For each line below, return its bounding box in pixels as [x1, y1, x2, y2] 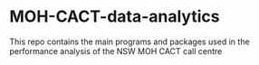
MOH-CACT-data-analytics [9, 6, 220, 27]
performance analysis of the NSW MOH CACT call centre [9, 45, 223, 56]
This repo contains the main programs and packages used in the [9, 36, 251, 47]
